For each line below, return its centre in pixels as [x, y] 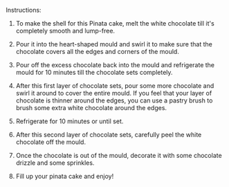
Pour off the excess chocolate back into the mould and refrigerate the [115, 65]
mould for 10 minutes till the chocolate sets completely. [94, 72]
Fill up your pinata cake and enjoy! [65, 176]
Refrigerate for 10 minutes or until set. [70, 121]
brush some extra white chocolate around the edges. [91, 108]
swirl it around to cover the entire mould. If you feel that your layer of [114, 93]
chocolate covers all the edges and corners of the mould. [98, 52]
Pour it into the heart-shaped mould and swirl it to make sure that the [114, 44]
